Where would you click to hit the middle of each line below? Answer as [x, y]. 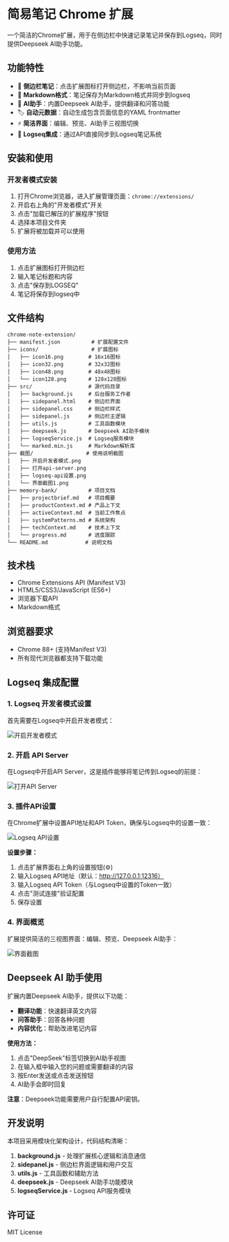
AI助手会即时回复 [42, 1084]
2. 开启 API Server [38, 755]
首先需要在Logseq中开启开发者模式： [61, 720]
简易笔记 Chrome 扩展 [70, 14]
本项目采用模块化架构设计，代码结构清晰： [68, 1141]
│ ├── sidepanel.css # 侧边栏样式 [64, 409]
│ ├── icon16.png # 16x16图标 [64, 357]
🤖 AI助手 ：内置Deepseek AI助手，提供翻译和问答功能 [94, 103]
